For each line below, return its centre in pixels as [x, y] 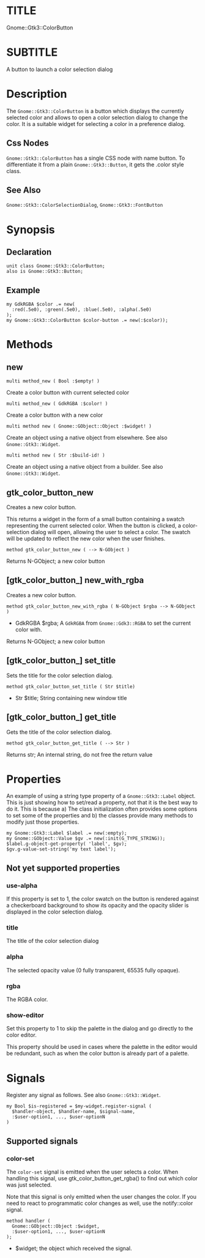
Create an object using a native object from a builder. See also [85, 467]
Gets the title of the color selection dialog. [59, 732]
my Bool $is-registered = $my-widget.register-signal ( [79, 1106]
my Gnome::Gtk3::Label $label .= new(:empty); [67, 833]
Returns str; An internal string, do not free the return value [80, 754]
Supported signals [42, 1141]
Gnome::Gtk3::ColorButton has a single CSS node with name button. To [96, 158]
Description [37, 94]
